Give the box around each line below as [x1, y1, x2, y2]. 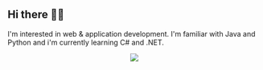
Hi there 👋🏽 [7, 8, 65, 21]
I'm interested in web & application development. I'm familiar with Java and [7, 29, 256, 38]
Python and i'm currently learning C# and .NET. [7, 37, 164, 47]
